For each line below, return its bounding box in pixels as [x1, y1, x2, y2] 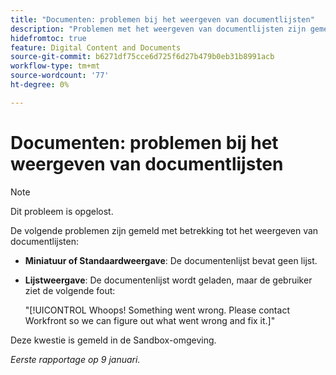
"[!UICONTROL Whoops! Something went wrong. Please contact [24, 304, 290, 316]
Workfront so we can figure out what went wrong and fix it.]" [24, 314, 276, 326]
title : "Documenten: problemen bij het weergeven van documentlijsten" [10, 14, 315, 25]
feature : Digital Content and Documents [10, 42, 182, 53]
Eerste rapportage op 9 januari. [10, 353, 141, 365]
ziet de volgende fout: [24, 284, 116, 296]
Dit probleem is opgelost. [10, 205, 114, 217]
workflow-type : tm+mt [10, 61, 101, 71]
